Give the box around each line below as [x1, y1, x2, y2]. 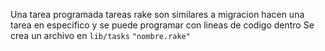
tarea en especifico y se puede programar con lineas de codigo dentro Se [10, 19, 315, 31]
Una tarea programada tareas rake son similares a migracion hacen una [10, 9, 305, 20]
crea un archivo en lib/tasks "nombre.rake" [10, 30, 191, 41]
